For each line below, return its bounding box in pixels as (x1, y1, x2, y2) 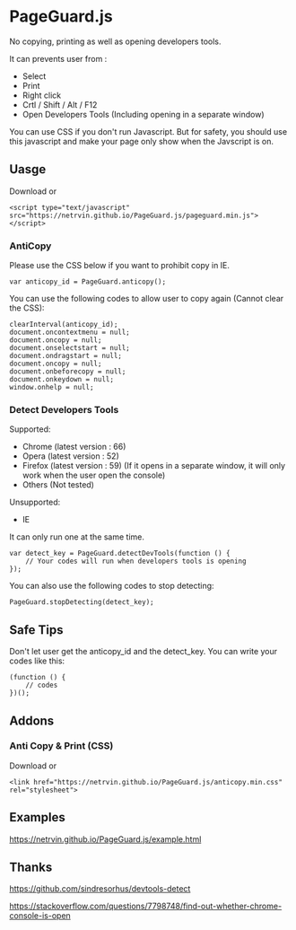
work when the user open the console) (22, 469, 166, 481)
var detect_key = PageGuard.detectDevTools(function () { (9, 549, 231, 558)
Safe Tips (9, 622, 65, 637)
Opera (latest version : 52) (22, 451, 119, 461)
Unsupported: (9, 496, 61, 508)
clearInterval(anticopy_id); (9, 320, 118, 329)
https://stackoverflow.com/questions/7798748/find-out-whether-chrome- (9, 900, 283, 912)
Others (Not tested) (22, 479, 94, 490)
